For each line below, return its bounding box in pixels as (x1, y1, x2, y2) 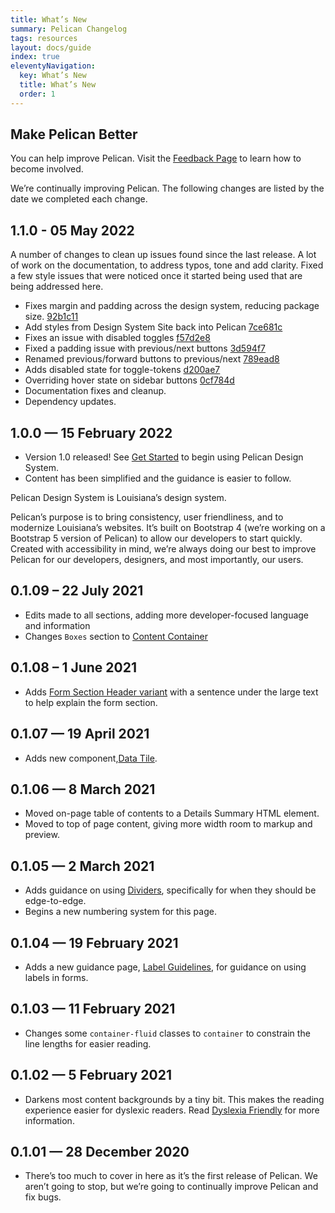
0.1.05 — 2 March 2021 (10, 857, 155, 875)
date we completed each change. (10, 193, 148, 205)
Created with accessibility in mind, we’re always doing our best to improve (10, 543, 317, 555)
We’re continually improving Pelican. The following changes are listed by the (10, 182, 325, 195)
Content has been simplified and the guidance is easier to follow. (24, 472, 292, 485)
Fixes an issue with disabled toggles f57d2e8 (24, 332, 211, 344)
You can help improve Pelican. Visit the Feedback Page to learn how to (10, 152, 302, 165)
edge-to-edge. (24, 895, 87, 907)
